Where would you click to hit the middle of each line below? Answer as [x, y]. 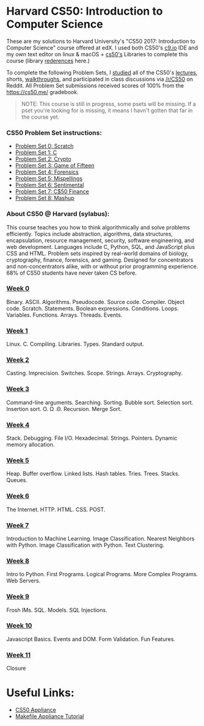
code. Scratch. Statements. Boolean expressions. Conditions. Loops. [93, 308]
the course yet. [40, 117]
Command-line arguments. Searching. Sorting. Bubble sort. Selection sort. [100, 402]
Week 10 [19, 626]
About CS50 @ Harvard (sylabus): [58, 214]
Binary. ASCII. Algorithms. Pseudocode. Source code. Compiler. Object [95, 302]
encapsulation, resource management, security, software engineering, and [100, 240]
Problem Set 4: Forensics [47, 172]
